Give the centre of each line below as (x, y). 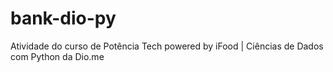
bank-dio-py (63, 18)
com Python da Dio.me (57, 56)
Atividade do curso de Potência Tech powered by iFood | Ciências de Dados (167, 46)
